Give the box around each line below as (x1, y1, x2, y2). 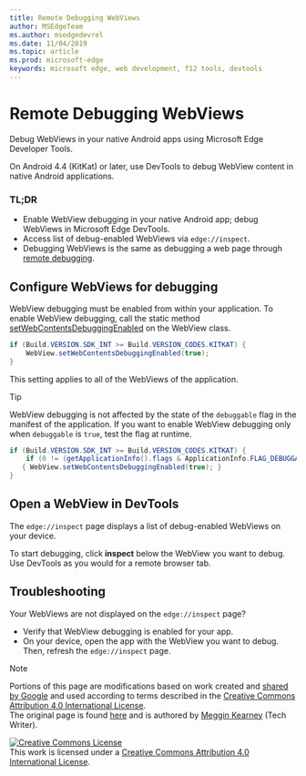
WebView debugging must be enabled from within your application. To (9, 302, 273, 314)
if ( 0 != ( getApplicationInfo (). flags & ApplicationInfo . (25, 454, 250, 464)
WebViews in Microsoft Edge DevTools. (22, 224, 170, 235)
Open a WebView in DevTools (9, 496, 179, 512)
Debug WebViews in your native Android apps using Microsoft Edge (9, 133, 264, 144)
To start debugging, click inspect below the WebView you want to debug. (9, 547, 285, 558)
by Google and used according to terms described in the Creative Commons (9, 689, 296, 701)
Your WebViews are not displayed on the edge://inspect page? (9, 608, 246, 619)
